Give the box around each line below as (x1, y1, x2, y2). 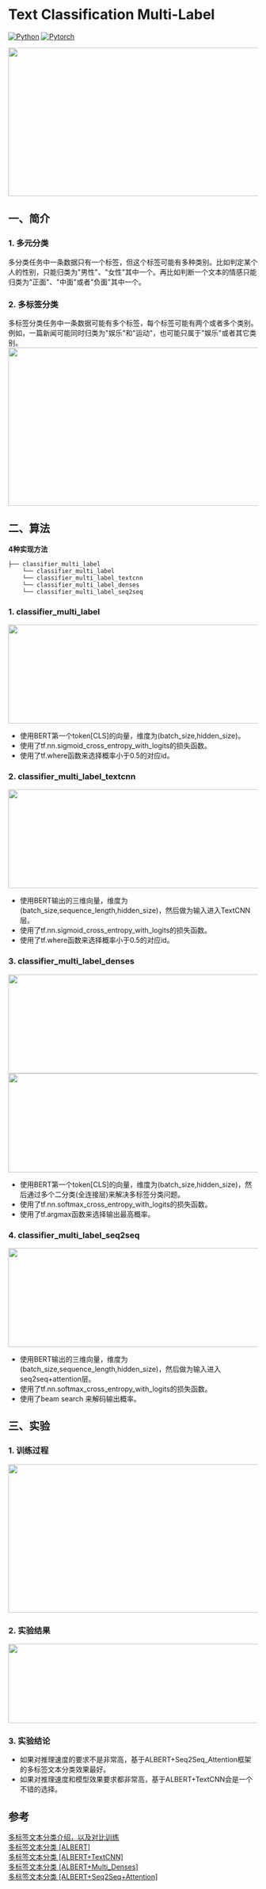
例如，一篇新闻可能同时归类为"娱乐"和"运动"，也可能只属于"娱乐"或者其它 (8, 328, 250, 337)
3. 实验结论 (8, 1735, 51, 1746)
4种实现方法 (8, 544, 48, 553)
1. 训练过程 (8, 1445, 49, 1456)
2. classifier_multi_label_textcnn (8, 770, 136, 781)
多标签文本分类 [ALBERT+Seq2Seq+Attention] (8, 1872, 158, 1882)
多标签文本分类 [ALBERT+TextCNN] (8, 1853, 124, 1862)
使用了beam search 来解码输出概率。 (19, 1393, 141, 1403)
